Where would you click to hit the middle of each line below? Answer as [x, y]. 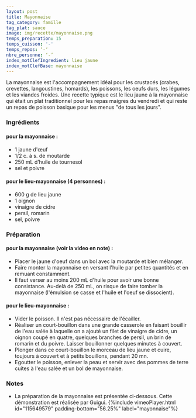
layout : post [22, 11]
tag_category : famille [34, 22]
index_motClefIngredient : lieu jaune [52, 60]
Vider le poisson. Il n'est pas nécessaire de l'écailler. [78, 319]
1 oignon [25, 201]
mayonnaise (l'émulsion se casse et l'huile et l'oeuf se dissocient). [94, 292]
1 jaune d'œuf [31, 149]
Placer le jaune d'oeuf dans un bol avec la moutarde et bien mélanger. [99, 261]
